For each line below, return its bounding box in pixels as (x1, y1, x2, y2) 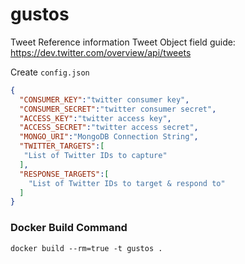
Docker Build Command (10, 221, 128, 235)
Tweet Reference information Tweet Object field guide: (10, 36, 236, 48)
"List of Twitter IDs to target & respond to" (28, 178, 226, 188)
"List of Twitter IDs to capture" (23, 151, 168, 161)
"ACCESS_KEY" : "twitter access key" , (19, 113, 172, 123)
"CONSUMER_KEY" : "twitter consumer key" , (19, 94, 190, 105)
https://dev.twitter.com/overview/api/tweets (10, 46, 192, 58)
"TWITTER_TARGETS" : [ (19, 141, 105, 152)
